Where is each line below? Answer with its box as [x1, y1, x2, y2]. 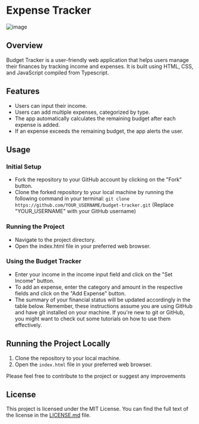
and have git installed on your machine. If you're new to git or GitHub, [14, 308, 185, 316]
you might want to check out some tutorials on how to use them [14, 315, 171, 322]
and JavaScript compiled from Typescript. [6, 69, 109, 76]
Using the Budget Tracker [6, 257, 82, 266]
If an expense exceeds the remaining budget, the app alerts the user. [14, 127, 184, 135]
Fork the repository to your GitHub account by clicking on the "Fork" [14, 176, 182, 183]
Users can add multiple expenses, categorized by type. [14, 108, 150, 116]
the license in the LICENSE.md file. [6, 411, 91, 419]
